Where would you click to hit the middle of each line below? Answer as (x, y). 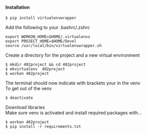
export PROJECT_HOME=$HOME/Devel (41, 41)
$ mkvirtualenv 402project (35, 69)
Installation (17, 7)
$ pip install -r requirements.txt (43, 127)
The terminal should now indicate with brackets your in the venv (73, 83)
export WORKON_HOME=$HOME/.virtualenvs (48, 37)
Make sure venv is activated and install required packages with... (73, 113)
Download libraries (25, 107)
